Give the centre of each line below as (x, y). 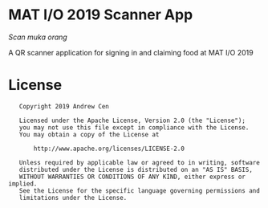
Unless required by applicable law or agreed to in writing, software (140, 162)
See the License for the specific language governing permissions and (140, 190)
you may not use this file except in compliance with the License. (134, 127)
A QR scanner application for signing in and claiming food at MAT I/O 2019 (131, 52)
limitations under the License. (73, 198)
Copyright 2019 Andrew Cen (64, 106)
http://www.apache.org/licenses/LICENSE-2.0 (109, 149)
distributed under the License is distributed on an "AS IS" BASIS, (136, 169)
